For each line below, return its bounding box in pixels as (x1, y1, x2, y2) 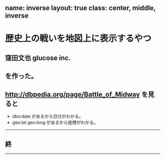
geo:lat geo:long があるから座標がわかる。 (12, 120, 98, 126)
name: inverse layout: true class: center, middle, (5, 4, 156, 12)
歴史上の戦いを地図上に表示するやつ (5, 33, 152, 44)
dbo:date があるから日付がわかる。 (12, 113, 83, 119)
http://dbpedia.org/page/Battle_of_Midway (5, 90, 140, 99)
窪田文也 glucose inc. (5, 53, 71, 62)
